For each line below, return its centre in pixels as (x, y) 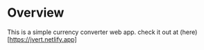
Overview (36, 13)
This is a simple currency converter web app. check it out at (93, 32)
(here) (189, 32)
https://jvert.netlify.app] (43, 39)
